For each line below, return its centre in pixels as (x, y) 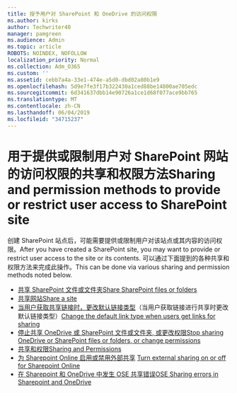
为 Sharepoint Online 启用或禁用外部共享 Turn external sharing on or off (122, 358)
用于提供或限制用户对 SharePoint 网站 (118, 156)
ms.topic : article (34, 47)
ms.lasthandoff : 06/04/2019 (49, 113)
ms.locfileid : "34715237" (45, 119)
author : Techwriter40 (39, 27)
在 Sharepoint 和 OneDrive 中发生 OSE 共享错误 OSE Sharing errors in (118, 374)
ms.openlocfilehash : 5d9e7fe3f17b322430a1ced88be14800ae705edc (103, 86)
